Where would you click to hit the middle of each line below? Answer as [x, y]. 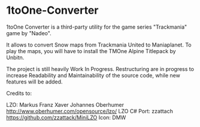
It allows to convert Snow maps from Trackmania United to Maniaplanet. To [99, 45]
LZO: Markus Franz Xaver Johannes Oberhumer [65, 104]
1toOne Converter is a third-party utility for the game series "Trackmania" [97, 27]
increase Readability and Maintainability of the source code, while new [93, 75]
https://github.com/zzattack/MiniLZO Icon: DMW [66, 117]
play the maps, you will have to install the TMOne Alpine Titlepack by [91, 51]
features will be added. [34, 82]
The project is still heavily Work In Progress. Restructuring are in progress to [100, 69]
